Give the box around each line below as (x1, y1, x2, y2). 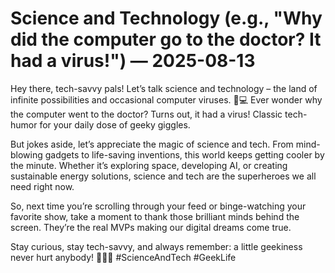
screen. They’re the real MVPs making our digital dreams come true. (10, 221, 292, 233)
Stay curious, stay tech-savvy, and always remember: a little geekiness (10, 240, 303, 252)
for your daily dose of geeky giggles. (39, 118, 191, 131)
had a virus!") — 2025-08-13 (10, 50, 256, 72)
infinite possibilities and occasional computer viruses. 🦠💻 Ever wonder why (10, 93, 323, 106)
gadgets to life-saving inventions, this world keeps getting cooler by (44, 148, 325, 161)
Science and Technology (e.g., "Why (10, 7, 323, 30)
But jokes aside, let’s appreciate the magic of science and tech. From (10, 138, 294, 150)
